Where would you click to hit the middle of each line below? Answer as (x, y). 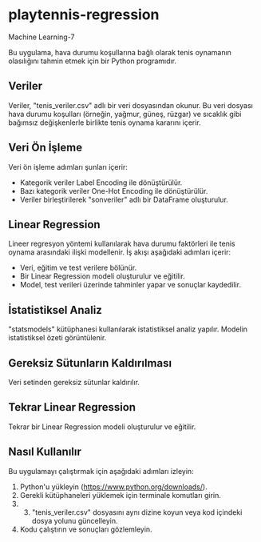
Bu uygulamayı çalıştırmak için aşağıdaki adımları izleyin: (101, 471)
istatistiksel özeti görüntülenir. (57, 338)
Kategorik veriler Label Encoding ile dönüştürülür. (101, 183)
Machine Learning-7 (42, 37)
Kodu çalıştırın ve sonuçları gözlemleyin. (86, 529)
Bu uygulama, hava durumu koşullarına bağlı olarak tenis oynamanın (120, 52)
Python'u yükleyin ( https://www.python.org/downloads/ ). (113, 487)
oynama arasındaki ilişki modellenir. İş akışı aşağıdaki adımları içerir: (120, 252)
